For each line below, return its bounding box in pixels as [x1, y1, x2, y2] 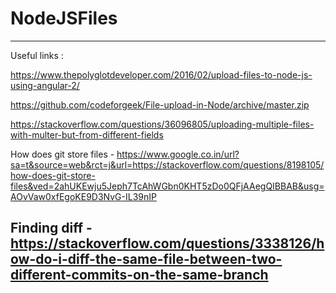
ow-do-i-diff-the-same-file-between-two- [10, 251, 283, 268]
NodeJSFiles [10, 7, 118, 30]
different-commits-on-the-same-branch [10, 267, 269, 284]
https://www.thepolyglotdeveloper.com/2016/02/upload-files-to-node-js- [10, 68, 313, 81]
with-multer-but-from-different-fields [10, 128, 164, 141]
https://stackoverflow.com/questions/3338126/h [10, 235, 325, 252]
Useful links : [10, 49, 64, 61]
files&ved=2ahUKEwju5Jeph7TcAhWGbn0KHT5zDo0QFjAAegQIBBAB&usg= [10, 180, 325, 192]
